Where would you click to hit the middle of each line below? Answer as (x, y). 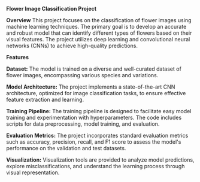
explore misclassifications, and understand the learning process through (96, 166)
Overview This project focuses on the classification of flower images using (99, 20)
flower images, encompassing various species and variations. (82, 75)
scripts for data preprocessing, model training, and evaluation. (83, 124)
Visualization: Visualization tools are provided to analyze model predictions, (100, 160)
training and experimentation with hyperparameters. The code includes (94, 117)
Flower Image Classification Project (51, 9)
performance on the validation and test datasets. (66, 148)
